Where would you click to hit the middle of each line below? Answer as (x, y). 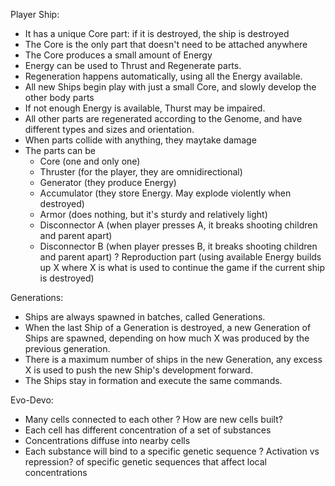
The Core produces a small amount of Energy (118, 55)
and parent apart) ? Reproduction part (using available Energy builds (180, 257)
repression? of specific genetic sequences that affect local (145, 462)
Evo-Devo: (32, 400)
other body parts (59, 97)
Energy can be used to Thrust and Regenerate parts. (133, 65)
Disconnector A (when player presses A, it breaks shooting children (178, 225)
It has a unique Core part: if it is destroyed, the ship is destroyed (157, 33)
